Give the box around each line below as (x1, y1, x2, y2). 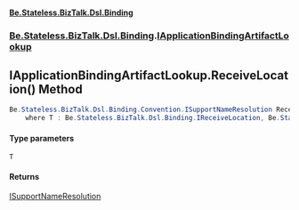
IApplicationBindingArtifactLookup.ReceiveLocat (9, 68, 289, 83)
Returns (9, 171, 40, 182)
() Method (26, 81, 83, 97)
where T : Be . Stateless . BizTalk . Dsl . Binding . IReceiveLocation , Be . (25, 114, 280, 123)
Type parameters (9, 133, 75, 143)
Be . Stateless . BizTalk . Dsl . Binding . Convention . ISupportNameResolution (9, 105, 273, 115)
